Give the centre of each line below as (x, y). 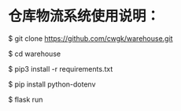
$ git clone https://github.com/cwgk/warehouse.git (90, 38)
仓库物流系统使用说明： (84, 16)
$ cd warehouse (35, 54)
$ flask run (26, 99)
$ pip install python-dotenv (52, 84)
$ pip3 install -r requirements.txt (61, 68)
